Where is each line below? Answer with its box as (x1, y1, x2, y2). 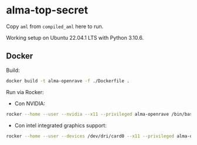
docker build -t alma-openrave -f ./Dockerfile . (6, 78, 130, 84)
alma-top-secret (6, 4, 89, 17)
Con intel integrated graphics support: (14, 122, 107, 129)
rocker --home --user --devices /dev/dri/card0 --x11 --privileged (6, 133, 175, 139)
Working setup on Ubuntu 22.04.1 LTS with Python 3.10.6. (6, 34, 144, 41)
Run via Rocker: (6, 88, 44, 95)
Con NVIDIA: (14, 100, 46, 107)
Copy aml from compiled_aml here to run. (6, 23, 104, 30)
